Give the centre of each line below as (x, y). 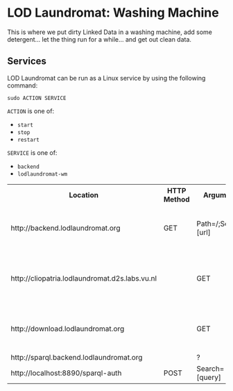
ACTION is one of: (31, 111)
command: (23, 85)
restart (28, 140)
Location (84, 194)
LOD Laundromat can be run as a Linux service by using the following (106, 78)
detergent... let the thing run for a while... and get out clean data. (100, 39)
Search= (210, 368)
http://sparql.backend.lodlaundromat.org (77, 357)
